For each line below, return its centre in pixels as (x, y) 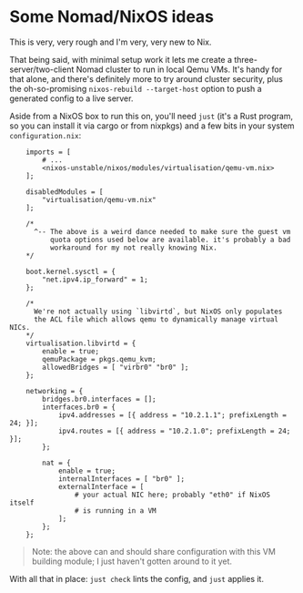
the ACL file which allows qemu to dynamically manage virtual (156, 319)
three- (245, 59)
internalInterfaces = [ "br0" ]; (121, 479)
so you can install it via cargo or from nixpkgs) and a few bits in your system (152, 126)
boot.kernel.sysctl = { (71, 271)
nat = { (56, 463)
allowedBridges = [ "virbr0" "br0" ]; (116, 367)
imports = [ (48, 152)
